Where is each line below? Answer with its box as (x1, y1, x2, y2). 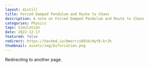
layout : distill (5, 7, 38, 12)
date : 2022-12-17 (5, 30, 40, 34)
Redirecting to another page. (5, 56, 62, 62)
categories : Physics (5, 20, 47, 26)
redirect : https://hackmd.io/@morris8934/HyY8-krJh (5, 39, 112, 44)
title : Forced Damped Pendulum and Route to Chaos (5, 12, 110, 17)
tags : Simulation (5, 25, 40, 30)
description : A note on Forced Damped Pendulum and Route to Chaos (5, 16, 145, 21)
